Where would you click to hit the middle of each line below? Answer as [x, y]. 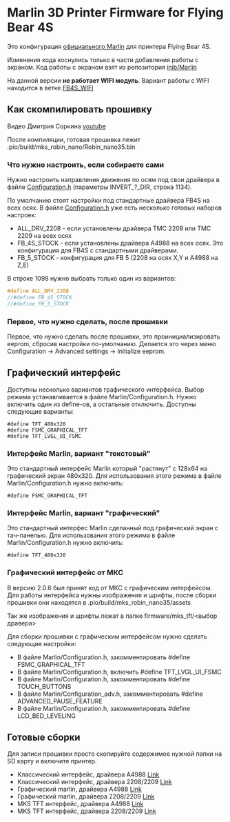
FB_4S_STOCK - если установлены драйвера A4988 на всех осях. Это [120, 243]
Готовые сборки [44, 738]
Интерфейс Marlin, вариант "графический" [84, 513]
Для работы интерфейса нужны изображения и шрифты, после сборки [112, 595]
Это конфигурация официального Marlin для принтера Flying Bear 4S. [109, 46]
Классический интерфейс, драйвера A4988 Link [88, 774]
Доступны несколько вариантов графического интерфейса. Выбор [106, 389]
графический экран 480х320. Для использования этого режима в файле [115, 476]
